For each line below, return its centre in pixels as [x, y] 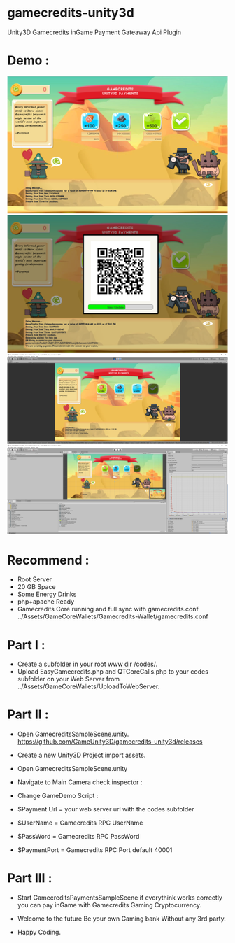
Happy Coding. [39, 933]
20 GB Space [36, 587]
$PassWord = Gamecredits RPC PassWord [78, 837]
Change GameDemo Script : [58, 796]
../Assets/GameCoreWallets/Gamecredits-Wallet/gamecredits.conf [113, 616]
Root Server [35, 579]
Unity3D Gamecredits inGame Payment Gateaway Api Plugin [94, 32]
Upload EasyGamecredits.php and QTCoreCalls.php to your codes [113, 672]
